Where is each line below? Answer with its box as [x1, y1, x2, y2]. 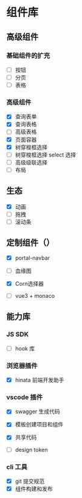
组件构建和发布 [15, 485, 53, 492]
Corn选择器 [15, 280, 44, 287]
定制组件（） [6, 238, 55, 248]
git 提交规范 [15, 477, 45, 485]
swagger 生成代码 [15, 408, 61, 416]
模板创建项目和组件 [15, 421, 64, 428]
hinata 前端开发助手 [15, 376, 65, 383]
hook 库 [15, 345, 35, 352]
